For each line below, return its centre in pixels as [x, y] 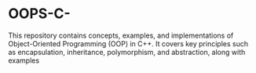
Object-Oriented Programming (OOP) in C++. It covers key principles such [128, 43]
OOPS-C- [39, 14]
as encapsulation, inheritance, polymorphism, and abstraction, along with [127, 52]
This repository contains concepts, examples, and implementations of [121, 35]
